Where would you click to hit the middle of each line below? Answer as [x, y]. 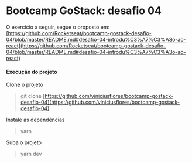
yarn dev [31, 154]
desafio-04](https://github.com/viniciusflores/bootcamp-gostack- [100, 102]
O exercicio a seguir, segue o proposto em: [58, 27]
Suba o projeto [24, 142]
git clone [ [32, 96]
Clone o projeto [25, 85]
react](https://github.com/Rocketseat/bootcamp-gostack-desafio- [86, 46]
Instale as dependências [35, 120]
